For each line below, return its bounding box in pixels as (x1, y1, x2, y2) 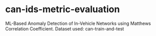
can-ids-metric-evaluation (5, 4, 120, 15)
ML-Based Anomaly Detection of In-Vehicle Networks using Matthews (5, 20, 151, 26)
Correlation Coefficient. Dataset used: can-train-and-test (5, 25, 124, 31)
